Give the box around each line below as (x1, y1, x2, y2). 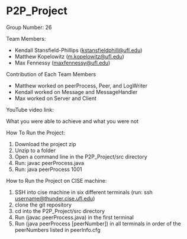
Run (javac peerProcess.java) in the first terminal (14, 214, 134, 221)
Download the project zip (14, 140, 76, 147)
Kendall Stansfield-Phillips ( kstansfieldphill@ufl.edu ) (14, 46, 143, 54)
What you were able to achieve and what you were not (6, 117, 139, 125)
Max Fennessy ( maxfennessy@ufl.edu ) (14, 59, 111, 66)
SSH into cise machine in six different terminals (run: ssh (14, 188, 153, 196)
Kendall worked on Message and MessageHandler (14, 88, 138, 95)
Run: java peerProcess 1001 (14, 166, 82, 173)
